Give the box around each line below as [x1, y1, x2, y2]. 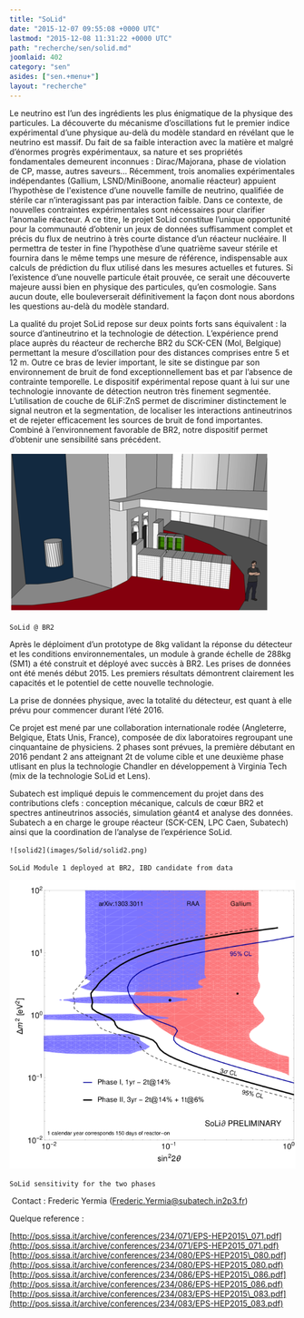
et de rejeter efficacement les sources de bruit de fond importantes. [9, 414, 263, 426]
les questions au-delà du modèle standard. [9, 300, 170, 311]
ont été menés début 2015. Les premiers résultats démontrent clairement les [9, 667, 295, 678]
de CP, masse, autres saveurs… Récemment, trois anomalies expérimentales [9, 165, 295, 176]
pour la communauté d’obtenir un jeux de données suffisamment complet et [9, 223, 293, 234]
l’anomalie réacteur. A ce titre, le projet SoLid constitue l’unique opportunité [9, 213, 291, 224]
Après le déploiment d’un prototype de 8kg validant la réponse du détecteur [9, 638, 293, 649]
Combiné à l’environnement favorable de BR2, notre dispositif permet [9, 424, 268, 435]
